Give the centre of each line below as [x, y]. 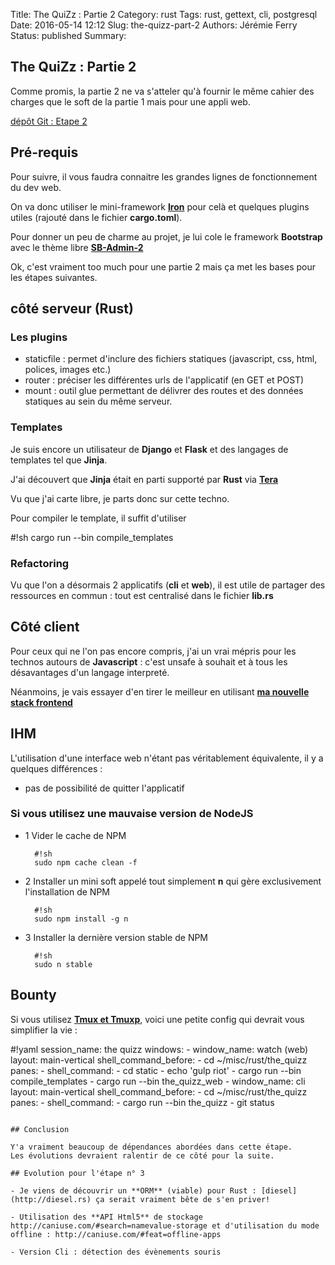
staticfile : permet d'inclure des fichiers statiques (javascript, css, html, [171, 359]
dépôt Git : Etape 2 [49, 121]
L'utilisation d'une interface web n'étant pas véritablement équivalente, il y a [167, 758]
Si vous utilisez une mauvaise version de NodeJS [132, 814]
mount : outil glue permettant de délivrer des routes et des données [164, 391]
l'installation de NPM [67, 891]
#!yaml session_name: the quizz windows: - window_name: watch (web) [159, 1049]
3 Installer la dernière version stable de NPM [116, 937]
